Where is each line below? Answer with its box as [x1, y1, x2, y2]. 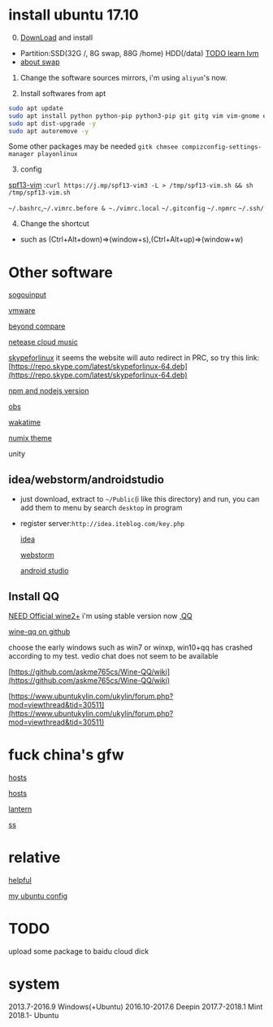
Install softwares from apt [19, 88, 106, 98]
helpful [8, 875, 32, 885]
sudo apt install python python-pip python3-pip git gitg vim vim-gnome [8, 111, 260, 120]
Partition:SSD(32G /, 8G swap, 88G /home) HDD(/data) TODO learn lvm [19, 48, 259, 58]
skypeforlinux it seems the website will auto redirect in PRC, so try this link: [8, 353, 260, 363]
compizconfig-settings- [181, 143, 262, 151]
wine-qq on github [8, 627, 71, 636]
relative [8, 848, 61, 867]
